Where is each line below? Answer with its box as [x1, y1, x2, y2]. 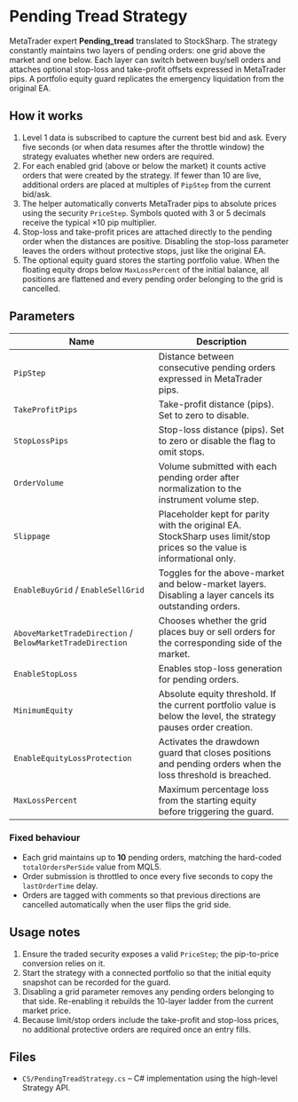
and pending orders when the [158, 757, 282, 770]
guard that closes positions [158, 746, 272, 758]
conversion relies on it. [21, 957, 106, 969]
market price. [21, 1005, 72, 1016]
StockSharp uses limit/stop [158, 530, 271, 543]
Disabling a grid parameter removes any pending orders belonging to [21, 986, 275, 996]
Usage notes [9, 925, 81, 940]
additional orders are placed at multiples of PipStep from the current [21, 179, 271, 190]
